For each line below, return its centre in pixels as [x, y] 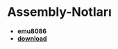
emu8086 [32, 31]
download [32, 38]
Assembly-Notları [60, 12]
